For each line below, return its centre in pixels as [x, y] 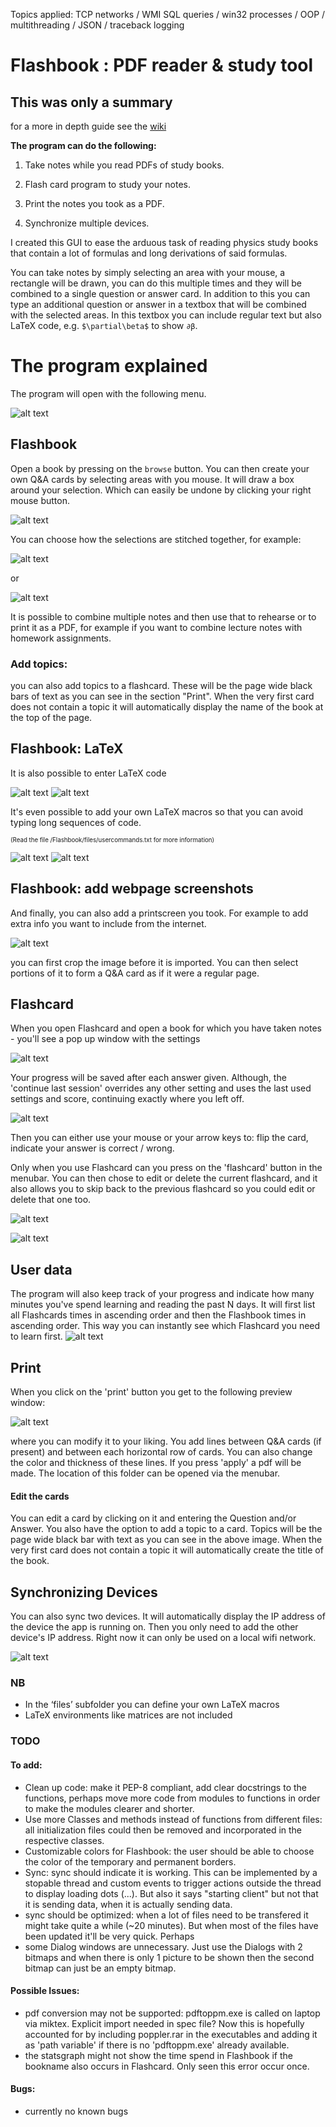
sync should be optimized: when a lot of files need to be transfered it [166, 1915]
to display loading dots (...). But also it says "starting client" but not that [171, 1893]
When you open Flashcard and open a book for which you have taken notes [166, 1028]
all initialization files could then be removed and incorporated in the [163, 1830]
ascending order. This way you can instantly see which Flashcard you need [165, 1326]
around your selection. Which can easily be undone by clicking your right [161, 490]
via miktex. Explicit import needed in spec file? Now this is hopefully [164, 2023]
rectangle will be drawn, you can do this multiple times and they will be [156, 283]
